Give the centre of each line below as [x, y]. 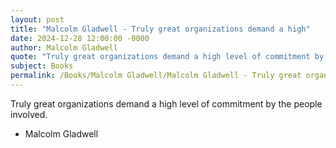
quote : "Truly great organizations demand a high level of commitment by [167, 57]
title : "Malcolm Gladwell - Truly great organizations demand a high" [160, 29]
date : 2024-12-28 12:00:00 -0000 [80, 38]
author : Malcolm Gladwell [64, 47]
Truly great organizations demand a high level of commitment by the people [166, 103]
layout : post [37, 19]
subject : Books [42, 66]
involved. [29, 114]
